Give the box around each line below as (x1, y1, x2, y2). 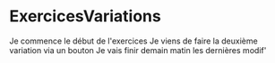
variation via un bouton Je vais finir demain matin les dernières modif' (9, 44, 267, 55)
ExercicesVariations (9, 6, 161, 27)
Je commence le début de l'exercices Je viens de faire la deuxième (9, 35, 258, 46)
